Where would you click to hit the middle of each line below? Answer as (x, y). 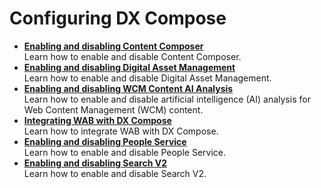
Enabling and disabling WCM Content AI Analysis (128, 88)
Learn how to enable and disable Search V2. (115, 173)
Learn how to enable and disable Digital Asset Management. (147, 78)
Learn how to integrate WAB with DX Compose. (121, 131)
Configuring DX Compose (118, 18)
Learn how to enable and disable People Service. (125, 152)
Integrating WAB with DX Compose (97, 120)
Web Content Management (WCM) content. (113, 109)
